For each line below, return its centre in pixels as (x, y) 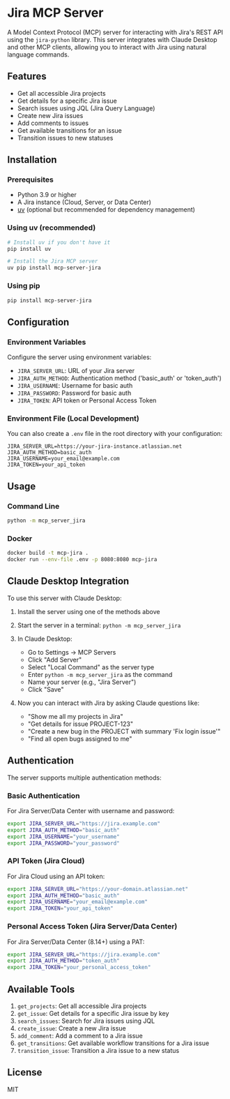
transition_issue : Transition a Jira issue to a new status (98, 1050)
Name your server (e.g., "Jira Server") (82, 682)
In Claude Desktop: (45, 639)
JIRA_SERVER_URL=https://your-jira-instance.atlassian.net (95, 446)
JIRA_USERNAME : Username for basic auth (75, 386)
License (25, 1073)
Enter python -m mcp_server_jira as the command (100, 674)
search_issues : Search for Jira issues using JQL (86, 1021)
